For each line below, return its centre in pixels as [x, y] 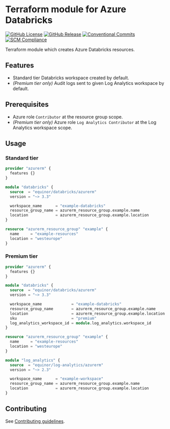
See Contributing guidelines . [35, 421]
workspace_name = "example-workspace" [56, 379]
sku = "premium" [53, 318]
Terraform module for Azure [66, 9]
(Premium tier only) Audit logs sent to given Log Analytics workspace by [88, 83]
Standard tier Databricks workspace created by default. [71, 78]
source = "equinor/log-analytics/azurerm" [56, 365]
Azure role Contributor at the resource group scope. [68, 117]
